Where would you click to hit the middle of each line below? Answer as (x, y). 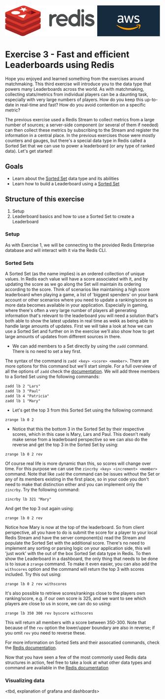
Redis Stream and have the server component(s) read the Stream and (75, 538)
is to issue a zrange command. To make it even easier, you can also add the (81, 564)
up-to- (151, 100)
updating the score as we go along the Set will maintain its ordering (73, 284)
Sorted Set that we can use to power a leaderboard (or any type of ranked (80, 145)
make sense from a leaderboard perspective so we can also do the (80, 440)
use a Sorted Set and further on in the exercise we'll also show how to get (80, 331)
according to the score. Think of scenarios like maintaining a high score (77, 289)
